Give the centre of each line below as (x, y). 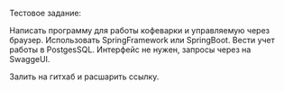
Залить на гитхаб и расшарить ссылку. (84, 77)
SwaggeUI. (30, 59)
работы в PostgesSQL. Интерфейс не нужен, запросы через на (130, 50)
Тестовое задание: (46, 13)
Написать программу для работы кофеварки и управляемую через (140, 30)
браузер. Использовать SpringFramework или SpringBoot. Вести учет (142, 40)
